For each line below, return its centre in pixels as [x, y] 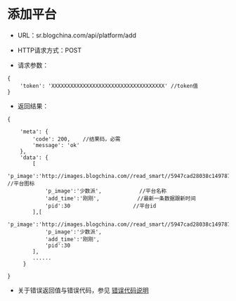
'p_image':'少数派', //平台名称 [106, 191]
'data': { [34, 158]
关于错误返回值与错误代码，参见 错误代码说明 [83, 290]
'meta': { [34, 132]
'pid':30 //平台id [100, 206]
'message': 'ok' [56, 145]
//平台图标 [21, 184]
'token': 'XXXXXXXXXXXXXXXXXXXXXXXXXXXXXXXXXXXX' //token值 [109, 86]
